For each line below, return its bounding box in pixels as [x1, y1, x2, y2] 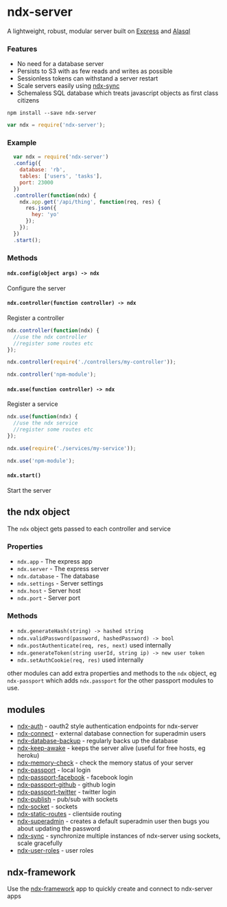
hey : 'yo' [32, 211, 60, 218]
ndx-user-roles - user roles [16, 846, 94, 855]
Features [7, 44, 38, 54]
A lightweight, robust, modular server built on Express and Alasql [7, 27, 191, 35]
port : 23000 [19, 179, 53, 186]
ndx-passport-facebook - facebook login [16, 773, 134, 782]
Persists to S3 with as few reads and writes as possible [16, 67, 173, 76]
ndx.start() [7, 472, 41, 479]
